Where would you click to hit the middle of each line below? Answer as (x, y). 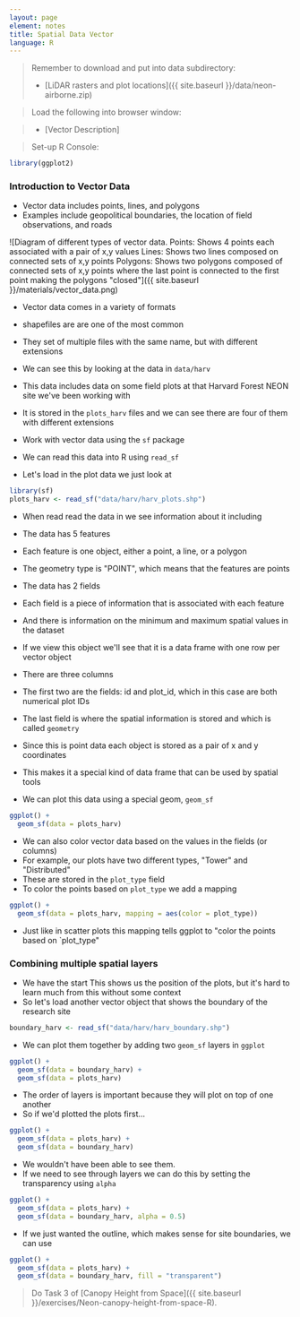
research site (47, 1011)
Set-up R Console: (65, 147)
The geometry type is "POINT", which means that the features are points (156, 569)
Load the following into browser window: (106, 112)
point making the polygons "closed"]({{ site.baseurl (104, 280)
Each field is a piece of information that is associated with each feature (153, 603)
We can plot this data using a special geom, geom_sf (118, 799)
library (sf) (31, 491)
